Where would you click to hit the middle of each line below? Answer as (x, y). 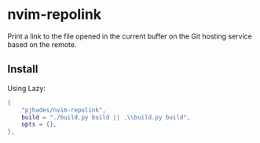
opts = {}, (39, 125)
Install (23, 70)
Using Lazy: (27, 88)
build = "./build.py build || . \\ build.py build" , (106, 117)
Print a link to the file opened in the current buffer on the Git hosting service (130, 36)
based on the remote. (42, 44)
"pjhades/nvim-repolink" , (64, 110)
